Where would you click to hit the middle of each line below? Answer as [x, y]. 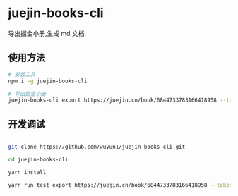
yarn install [27, 172]
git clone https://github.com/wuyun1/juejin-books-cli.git [97, 147]
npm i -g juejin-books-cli [48, 81]
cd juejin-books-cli [38, 159]
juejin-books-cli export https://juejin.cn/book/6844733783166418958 [113, 100]
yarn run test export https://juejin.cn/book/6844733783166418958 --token [120, 185]
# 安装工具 [22, 74]
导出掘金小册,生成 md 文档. [47, 33]
